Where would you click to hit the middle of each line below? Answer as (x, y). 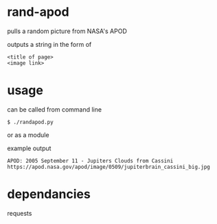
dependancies (49, 194)
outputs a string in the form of (49, 44)
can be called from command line (54, 109)
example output (29, 148)
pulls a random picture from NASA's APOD (67, 31)
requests (20, 213)
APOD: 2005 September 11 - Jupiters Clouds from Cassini (90, 161)
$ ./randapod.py (30, 122)
